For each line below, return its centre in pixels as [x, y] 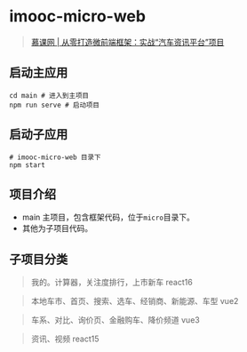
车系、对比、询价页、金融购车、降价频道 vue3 [115, 320]
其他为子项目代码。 [57, 228]
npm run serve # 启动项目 [55, 105]
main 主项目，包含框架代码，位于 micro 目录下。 [108, 217]
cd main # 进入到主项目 [49, 95]
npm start [28, 165]
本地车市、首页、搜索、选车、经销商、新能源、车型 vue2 [135, 301]
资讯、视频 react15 [65, 339]
